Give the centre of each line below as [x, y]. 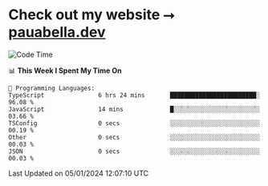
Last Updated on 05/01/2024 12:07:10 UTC [79, 173]
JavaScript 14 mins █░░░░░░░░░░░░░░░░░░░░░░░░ [134, 109]
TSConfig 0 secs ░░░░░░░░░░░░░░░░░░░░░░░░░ [134, 123]
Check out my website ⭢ [91, 15]
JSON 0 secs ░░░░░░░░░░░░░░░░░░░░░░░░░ [134, 151]
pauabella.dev [57, 32]
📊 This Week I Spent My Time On [65, 71]
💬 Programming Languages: [51, 88]
